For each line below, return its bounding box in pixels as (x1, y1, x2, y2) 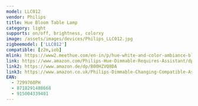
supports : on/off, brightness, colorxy (6, 31, 104, 37)
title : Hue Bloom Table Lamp (6, 19, 78, 25)
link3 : (6, 69, 22, 75)
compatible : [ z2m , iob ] (6, 47, 62, 53)
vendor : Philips (6, 14, 46, 20)
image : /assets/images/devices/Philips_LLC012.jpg (6, 36, 133, 42)
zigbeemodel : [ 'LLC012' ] (6, 42, 67, 48)
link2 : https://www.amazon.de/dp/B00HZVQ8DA (6, 63, 117, 69)
